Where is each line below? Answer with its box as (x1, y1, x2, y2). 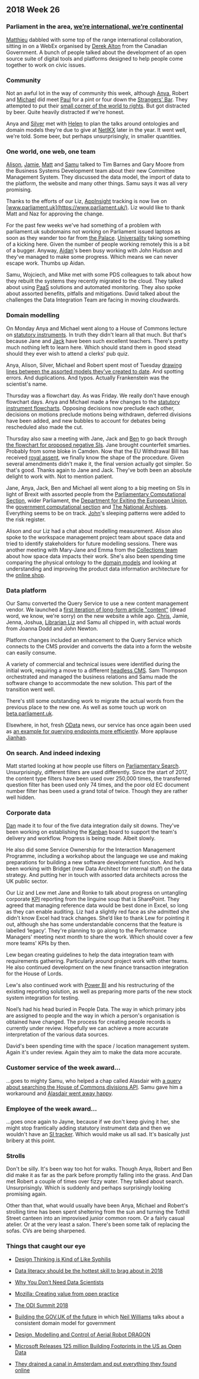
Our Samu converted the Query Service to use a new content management (6, 600, 188, 607)
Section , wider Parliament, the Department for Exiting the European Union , (6, 497, 188, 504)
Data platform (6, 586, 47, 594)
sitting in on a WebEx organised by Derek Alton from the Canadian (6, 42, 168, 49)
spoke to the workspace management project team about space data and (6, 534, 185, 541)
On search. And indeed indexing (6, 749, 101, 757)
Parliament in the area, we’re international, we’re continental (6, 23, 184, 31)
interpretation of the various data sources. (6, 1031, 110, 1038)
